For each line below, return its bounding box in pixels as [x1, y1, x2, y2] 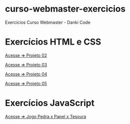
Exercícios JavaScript [5, 98, 95, 108]
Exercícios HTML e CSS [5, 36, 101, 47]
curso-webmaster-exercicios [5, 3, 126, 15]
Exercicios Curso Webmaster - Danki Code [5, 19, 91, 25]
